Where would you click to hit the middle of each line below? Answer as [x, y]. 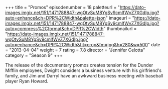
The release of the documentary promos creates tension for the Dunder [79, 65]
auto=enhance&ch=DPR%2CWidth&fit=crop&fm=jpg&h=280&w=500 [76, 44]
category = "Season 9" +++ [34, 55]
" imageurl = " [120, 18]
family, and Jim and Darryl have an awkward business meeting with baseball [84, 76]
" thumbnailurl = [120, 29]
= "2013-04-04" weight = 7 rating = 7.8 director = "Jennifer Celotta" [75, 50]
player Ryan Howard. [27, 81]
